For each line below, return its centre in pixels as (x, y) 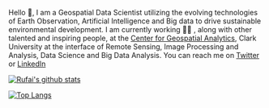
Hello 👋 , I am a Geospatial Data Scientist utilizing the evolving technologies (133, 12)
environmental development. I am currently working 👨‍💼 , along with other (130, 29)
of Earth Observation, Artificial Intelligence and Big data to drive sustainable (135, 21)
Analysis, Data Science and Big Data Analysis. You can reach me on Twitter (134, 55)
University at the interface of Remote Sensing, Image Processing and (124, 47)
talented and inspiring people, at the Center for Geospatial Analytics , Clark (132, 38)
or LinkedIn (27, 64)
